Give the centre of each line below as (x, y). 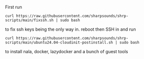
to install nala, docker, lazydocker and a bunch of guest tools (67, 51)
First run (14, 7)
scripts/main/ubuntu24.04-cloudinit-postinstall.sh (59, 42)
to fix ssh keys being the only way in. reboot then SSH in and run (71, 29)
